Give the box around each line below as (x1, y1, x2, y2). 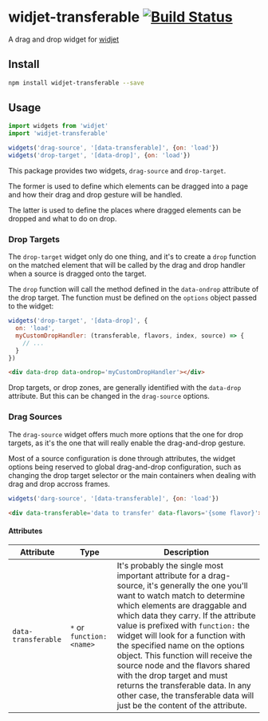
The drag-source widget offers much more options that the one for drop (8, 429, 243, 439)
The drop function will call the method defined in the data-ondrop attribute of (8, 285, 259, 294)
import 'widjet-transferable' (8, 129, 109, 137)
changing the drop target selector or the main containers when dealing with (8, 470, 257, 480)
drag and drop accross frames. (8, 479, 110, 488)
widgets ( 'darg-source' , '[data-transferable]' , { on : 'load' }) (8, 494, 219, 503)
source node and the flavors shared (116, 659, 250, 671)
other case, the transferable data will (116, 690, 254, 701)
